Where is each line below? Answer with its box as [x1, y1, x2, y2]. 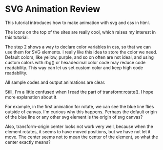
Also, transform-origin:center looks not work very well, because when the [5, 124, 154, 129]
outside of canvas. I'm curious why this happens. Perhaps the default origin [5, 109, 157, 115]
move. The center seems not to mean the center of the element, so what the [5, 134, 159, 140]
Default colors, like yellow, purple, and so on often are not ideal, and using [5, 54, 154, 60]
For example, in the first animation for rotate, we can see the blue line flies [5, 103, 154, 109]
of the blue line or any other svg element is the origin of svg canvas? [5, 114, 143, 120]
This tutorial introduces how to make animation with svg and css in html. [5, 20, 150, 25]
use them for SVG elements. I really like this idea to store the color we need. [5, 49, 158, 55]
